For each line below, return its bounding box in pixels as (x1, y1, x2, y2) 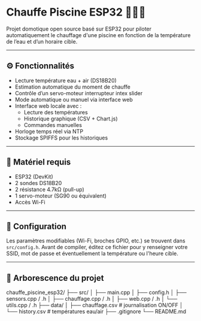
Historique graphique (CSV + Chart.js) (23, 115, 118, 122)
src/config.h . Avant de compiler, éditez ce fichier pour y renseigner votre (6, 244, 188, 251)
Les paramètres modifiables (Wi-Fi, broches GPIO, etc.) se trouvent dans (6, 237, 185, 244)
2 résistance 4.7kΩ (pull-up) (14, 186, 85, 193)
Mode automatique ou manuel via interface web (14, 96, 133, 103)
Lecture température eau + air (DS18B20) (14, 77, 117, 84)
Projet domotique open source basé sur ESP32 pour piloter (6, 25, 152, 32)
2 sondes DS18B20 (14, 179, 62, 186)
